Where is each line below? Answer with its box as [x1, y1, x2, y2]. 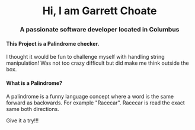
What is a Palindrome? [6, 79, 63, 87]
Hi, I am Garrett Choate [42, 4, 157, 18]
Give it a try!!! [6, 117, 39, 124]
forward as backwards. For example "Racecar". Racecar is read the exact [6, 99, 185, 106]
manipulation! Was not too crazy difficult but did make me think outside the [6, 59, 189, 66]
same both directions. [6, 105, 59, 112]
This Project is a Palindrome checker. [6, 40, 100, 47]
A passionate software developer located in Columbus [20, 26, 180, 34]
